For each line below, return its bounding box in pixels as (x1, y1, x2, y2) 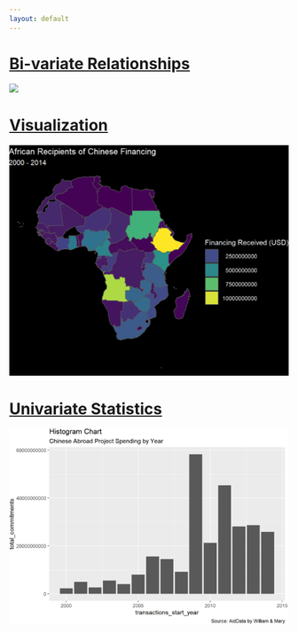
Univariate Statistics (9, 399, 162, 418)
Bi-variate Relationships (9, 53, 191, 74)
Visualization (9, 115, 108, 135)
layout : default (9, 14, 69, 23)
